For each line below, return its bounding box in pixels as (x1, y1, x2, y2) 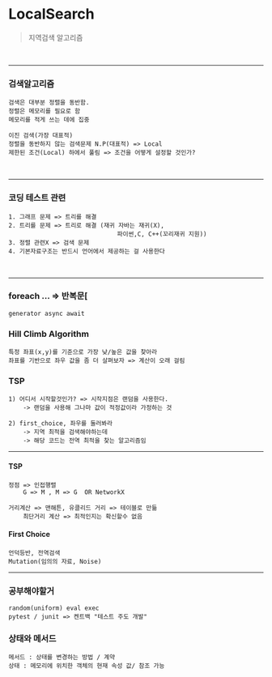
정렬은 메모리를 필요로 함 (8, 107, 81, 116)
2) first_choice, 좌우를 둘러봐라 (8, 419, 113, 428)
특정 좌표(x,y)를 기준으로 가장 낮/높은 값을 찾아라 (8, 348, 158, 356)
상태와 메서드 (8, 633, 57, 645)
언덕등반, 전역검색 (8, 548, 61, 557)
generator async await (8, 309, 85, 317)
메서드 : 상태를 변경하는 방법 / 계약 (8, 654, 116, 662)
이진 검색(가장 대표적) (8, 131, 74, 140)
